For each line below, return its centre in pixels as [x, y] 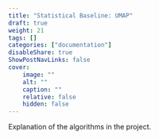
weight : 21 [26, 30]
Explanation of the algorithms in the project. [80, 127]
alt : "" [35, 82]
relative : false [50, 97]
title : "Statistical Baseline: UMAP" [71, 15]
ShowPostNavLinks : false [49, 60]
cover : [19, 68]
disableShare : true [41, 52]
